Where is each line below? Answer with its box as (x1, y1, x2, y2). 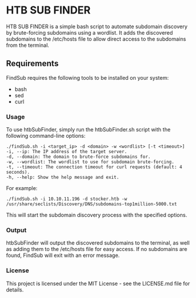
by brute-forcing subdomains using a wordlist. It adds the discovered (6, 29, 173, 36)
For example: (6, 185, 38, 192)
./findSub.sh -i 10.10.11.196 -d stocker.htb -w (6, 196, 127, 202)
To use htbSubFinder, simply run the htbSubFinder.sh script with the (6, 126, 171, 133)
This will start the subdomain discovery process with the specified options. (6, 212, 188, 219)
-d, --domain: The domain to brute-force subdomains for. (6, 154, 151, 160)
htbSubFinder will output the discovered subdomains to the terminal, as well (6, 239, 190, 246)
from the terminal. (6, 42, 50, 49)
